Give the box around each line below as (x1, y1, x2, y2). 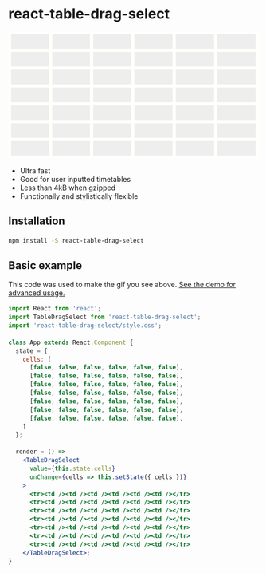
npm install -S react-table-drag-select (8, 236, 145, 244)
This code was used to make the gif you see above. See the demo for (8, 280, 237, 290)
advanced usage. (8, 288, 65, 298)
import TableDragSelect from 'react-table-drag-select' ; (8, 313, 201, 322)
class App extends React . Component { (8, 338, 134, 346)
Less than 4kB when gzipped (19, 183, 116, 192)
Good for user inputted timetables (19, 174, 131, 184)
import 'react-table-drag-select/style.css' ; (8, 322, 162, 330)
